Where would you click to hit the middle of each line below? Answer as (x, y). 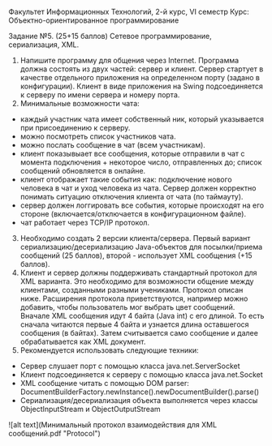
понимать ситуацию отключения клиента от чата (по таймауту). (132, 197)
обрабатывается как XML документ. (83, 341)
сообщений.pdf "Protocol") (55, 433)
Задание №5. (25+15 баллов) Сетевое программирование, (110, 36)
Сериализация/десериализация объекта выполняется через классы (139, 400)
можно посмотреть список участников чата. (98, 136)
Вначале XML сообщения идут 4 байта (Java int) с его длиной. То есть (142, 316)
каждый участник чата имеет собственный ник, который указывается (142, 119)
